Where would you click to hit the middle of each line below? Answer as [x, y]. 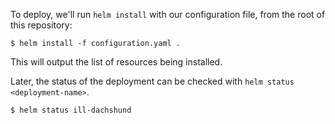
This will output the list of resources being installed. [116, 62]
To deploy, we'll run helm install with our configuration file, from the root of [168, 14]
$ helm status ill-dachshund [71, 110]
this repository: [41, 25]
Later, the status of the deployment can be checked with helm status [152, 81]
